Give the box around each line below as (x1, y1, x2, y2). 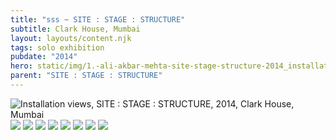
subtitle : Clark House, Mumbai (10, 24, 141, 34)
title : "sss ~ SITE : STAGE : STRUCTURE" (10, 14, 186, 25)
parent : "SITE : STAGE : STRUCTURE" (10, 71, 163, 81)
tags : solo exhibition (10, 42, 105, 53)
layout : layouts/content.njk (10, 33, 132, 43)
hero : (10, 61, 33, 71)
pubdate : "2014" (10, 52, 78, 62)
